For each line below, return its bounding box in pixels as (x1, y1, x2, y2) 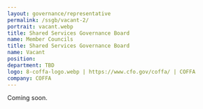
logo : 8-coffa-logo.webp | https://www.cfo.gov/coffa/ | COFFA (7, 68, 196, 75)
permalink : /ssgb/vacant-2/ (7, 17, 90, 24)
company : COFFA (7, 74, 52, 82)
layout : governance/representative (7, 10, 111, 17)
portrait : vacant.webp (7, 23, 73, 30)
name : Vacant (7, 49, 45, 56)
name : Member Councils (7, 36, 73, 43)
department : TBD (7, 62, 55, 69)
